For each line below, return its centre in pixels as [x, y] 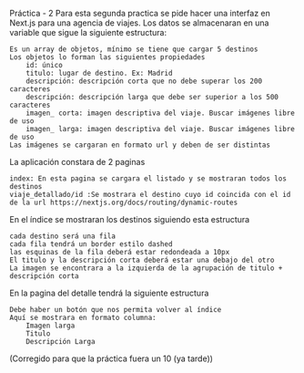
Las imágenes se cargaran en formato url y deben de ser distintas [140, 145]
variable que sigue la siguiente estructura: [88, 32]
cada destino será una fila [63, 236]
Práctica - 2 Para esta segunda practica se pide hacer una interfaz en [140, 13]
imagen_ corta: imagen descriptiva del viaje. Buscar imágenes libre [161, 113]
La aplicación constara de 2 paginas [77, 162]
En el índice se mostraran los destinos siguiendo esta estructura [130, 219]
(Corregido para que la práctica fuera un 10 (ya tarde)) [111, 358]
